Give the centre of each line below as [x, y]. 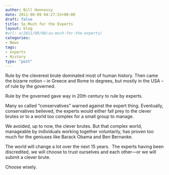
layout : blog [19, 29]
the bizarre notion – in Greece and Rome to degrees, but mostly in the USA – [84, 81]
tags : [11, 47]
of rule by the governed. [30, 86]
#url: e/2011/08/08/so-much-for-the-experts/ [54, 33]
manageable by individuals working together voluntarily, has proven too [79, 132]
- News [12, 43]
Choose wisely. [21, 167]
